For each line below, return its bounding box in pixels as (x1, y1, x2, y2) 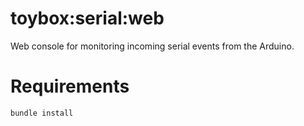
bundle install (10, 108, 74, 118)
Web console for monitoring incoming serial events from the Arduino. (10, 40, 295, 52)
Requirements (10, 75, 130, 98)
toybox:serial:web (10, 7, 165, 30)
